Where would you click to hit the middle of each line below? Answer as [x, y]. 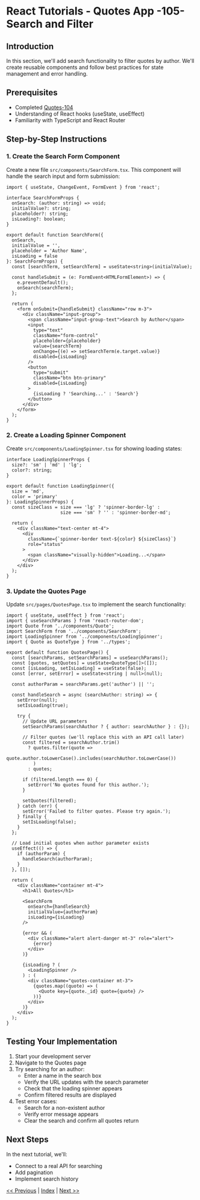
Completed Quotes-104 [44, 107]
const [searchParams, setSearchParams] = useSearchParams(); [90, 658]
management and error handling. [47, 74]
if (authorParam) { [42, 854]
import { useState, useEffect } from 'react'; [66, 615]
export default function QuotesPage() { [58, 653]
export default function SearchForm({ [55, 235]
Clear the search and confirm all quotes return [81, 1120]
